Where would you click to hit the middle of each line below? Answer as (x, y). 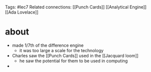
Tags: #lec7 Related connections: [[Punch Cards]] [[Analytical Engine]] (76, 7)
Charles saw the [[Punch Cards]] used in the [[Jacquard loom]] (75, 55)
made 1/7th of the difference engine (48, 45)
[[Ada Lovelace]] (22, 12)
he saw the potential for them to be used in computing (73, 61)
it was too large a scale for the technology (61, 50)
